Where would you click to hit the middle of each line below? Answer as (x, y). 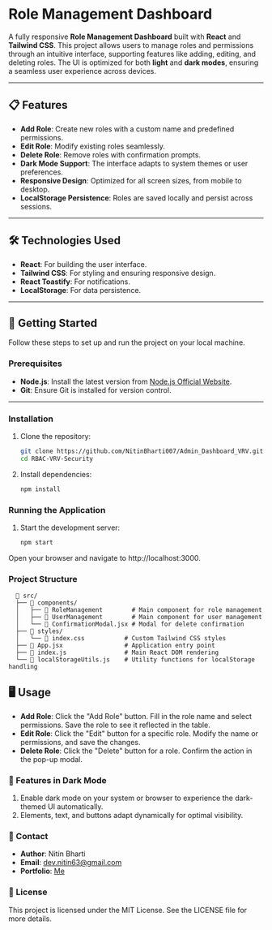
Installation (31, 419)
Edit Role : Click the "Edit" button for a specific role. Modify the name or (139, 733)
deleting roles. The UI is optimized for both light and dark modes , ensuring (134, 62)
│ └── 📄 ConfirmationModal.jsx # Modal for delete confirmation (130, 624)
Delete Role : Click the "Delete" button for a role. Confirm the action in (136, 751)
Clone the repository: (55, 436)
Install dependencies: (56, 474)
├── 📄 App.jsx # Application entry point (116, 646)
